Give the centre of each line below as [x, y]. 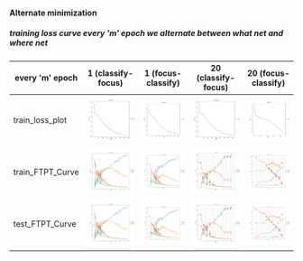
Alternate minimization [53, 13]
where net [28, 43]
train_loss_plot [40, 120]
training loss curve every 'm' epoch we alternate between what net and [147, 33]
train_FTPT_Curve [46, 172]
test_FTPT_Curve [45, 224]
